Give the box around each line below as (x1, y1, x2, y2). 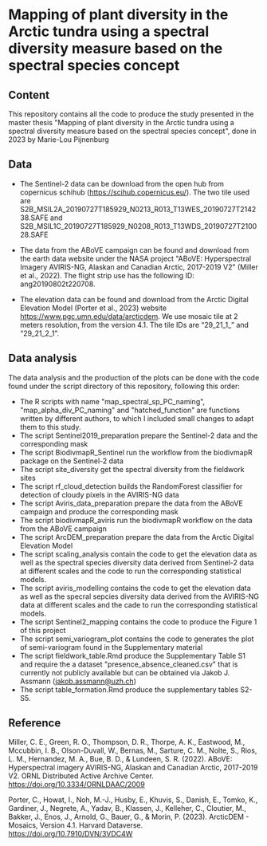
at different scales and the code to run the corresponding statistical (19, 566, 241, 576)
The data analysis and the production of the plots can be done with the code (8, 372, 260, 382)
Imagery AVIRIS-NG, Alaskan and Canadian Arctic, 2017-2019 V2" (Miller (19, 262, 259, 272)
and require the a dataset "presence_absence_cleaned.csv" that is (19, 659, 238, 669)
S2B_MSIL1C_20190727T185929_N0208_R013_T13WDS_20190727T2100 (19, 221, 257, 230)
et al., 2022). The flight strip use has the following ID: (19, 270, 195, 280)
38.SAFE (19, 213, 49, 222)
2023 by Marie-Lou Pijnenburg (8, 135, 109, 144)
